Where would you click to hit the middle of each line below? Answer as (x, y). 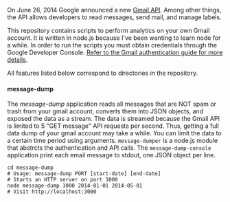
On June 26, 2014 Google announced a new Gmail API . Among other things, (114, 10)
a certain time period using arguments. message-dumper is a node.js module (113, 141)
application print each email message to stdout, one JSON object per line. (112, 155)
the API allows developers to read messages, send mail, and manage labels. (114, 17)
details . (18, 60)
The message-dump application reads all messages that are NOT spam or (112, 104)
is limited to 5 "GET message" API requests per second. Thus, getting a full (113, 126)
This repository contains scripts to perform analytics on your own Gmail (108, 31)
